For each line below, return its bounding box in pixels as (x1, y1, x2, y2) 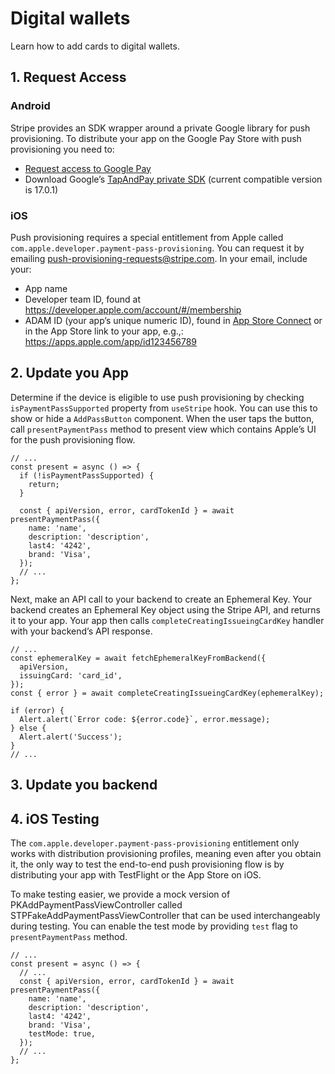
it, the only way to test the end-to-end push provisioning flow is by (10, 858, 285, 870)
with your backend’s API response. (10, 625, 153, 637)
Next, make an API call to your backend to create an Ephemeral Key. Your (10, 593, 312, 605)
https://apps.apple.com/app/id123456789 (24, 335, 198, 347)
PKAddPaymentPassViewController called (10, 898, 183, 911)
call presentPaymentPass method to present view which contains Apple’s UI (10, 423, 317, 435)
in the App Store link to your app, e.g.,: (24, 325, 184, 337)
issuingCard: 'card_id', (19, 670, 123, 681)
